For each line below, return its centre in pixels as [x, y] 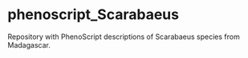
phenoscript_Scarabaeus [94, 15]
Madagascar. [29, 44]
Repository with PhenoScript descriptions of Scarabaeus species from [124, 37]
